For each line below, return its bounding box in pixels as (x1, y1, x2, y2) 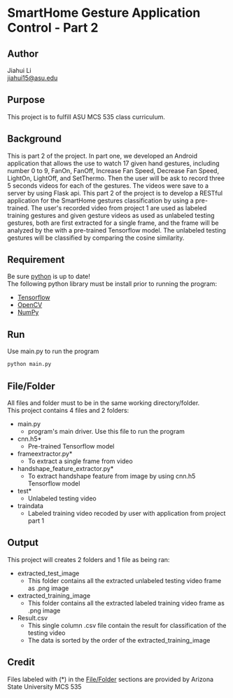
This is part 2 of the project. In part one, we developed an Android (7, 151, 198, 160)
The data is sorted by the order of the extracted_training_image (27, 636, 211, 644)
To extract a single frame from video (27, 457, 133, 465)
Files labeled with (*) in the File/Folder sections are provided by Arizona (7, 675, 214, 683)
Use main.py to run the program (7, 347, 99, 355)
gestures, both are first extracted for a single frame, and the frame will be (7, 219, 219, 227)
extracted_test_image (17, 569, 80, 577)
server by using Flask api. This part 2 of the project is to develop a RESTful (7, 189, 223, 197)
